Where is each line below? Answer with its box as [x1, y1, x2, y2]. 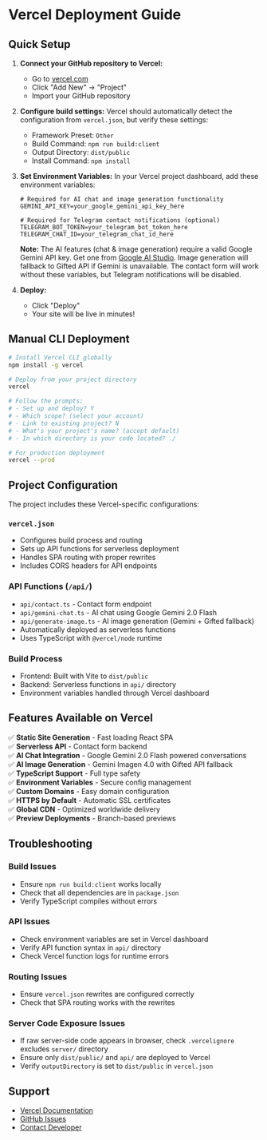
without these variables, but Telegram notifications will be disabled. [19, 270, 241, 279]
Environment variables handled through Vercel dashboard [19, 689, 210, 698]
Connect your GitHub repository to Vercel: [19, 58, 163, 68]
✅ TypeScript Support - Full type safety [8, 769, 141, 778]
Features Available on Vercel [8, 711, 153, 725]
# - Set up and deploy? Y [8, 405, 94, 413]
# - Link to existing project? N [8, 419, 120, 427]
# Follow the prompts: [8, 397, 84, 405]
